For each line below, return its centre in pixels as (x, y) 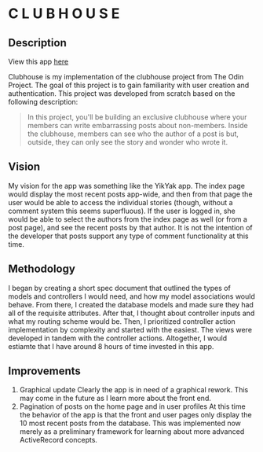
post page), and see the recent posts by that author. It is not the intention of (130, 227)
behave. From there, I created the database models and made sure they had (131, 304)
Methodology (42, 269)
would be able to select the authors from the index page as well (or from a (128, 219)
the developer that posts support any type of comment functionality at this (128, 236)
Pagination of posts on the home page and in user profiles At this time (132, 406)
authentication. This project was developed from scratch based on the (122, 94)
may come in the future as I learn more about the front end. (115, 399)
